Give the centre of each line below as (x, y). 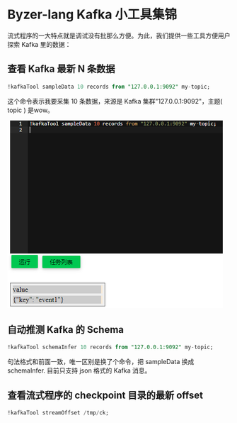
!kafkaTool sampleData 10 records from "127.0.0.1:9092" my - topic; (109, 87)
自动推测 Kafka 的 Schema (65, 330)
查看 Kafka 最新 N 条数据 (61, 69)
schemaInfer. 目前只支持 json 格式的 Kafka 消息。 (79, 370)
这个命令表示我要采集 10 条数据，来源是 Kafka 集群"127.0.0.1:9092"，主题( (115, 101)
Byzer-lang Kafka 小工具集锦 (92, 15)
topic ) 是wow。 (31, 110)
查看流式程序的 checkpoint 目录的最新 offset (105, 395)
